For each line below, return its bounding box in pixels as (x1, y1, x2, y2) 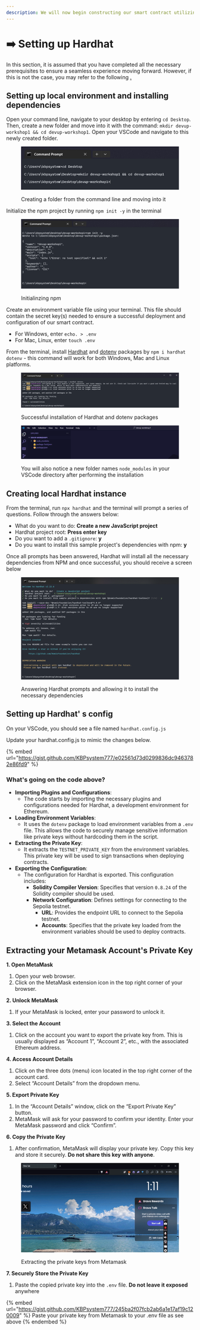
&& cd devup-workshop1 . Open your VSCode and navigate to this (32, 129, 189, 136)
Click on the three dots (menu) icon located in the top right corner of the (14, 1067, 192, 1074)
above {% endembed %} (6, 1318, 67, 1325)
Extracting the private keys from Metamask (21, 1258, 127, 1265)
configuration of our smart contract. (6, 319, 94, 326)
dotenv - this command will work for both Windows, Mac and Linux (6, 355, 170, 362)
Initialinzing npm (21, 295, 61, 302)
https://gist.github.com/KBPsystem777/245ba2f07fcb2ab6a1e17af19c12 (18, 1305, 193, 1312)
